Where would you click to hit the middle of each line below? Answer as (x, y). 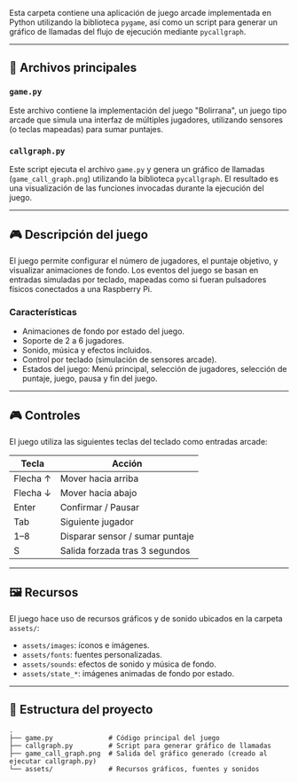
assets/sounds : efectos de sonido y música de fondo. (119, 664)
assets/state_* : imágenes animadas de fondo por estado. (128, 673)
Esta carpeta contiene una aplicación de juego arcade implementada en (141, 13)
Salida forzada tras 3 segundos (125, 550)
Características (43, 312)
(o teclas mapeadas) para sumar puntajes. (86, 129)
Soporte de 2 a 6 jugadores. (73, 341)
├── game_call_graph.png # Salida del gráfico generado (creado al (138, 754)
